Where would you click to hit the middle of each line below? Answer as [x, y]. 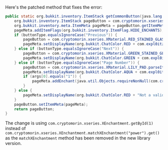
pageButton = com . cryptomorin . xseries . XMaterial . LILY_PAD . [86, 67]
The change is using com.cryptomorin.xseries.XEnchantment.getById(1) [79, 123]
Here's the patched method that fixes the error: [54, 7]
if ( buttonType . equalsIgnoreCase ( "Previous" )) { [66, 35]
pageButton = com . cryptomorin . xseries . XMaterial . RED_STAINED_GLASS [95, 39]
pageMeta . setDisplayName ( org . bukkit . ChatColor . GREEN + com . [87, 58]
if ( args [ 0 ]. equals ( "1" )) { [52, 77]
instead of [15, 129]
